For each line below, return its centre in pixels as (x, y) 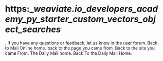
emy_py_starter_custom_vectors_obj (80, 19)
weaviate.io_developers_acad (96, 9)
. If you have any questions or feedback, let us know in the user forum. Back (81, 43)
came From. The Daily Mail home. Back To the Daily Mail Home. (69, 53)
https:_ (19, 9)
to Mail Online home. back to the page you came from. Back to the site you (80, 48)
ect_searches (33, 30)
